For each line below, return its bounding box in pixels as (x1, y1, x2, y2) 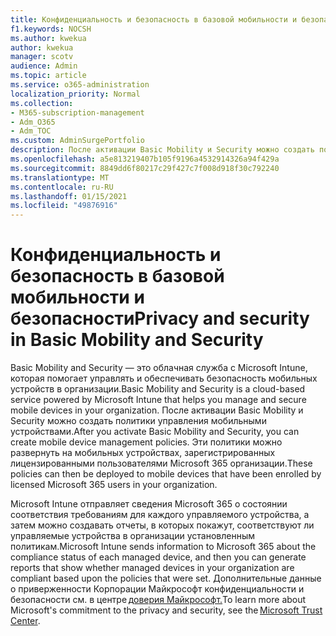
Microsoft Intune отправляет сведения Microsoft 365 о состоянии (10, 498, 288, 510)
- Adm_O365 (10, 117, 56, 127)
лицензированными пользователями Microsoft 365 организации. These (10, 457, 313, 470)
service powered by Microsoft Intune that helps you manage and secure (10, 394, 307, 406)
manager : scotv (10, 52, 74, 62)
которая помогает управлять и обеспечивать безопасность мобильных (10, 372, 318, 385)
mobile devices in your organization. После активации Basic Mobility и (10, 404, 304, 416)
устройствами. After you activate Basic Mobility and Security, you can (10, 426, 300, 438)
